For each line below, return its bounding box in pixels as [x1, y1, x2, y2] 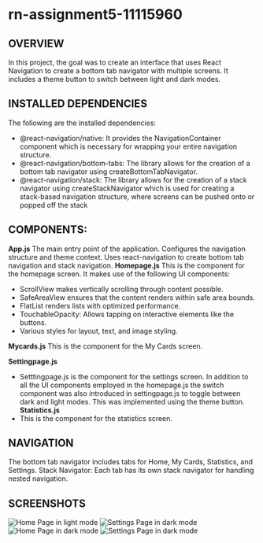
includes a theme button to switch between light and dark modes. [8, 75, 221, 83]
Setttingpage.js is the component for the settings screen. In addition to [19, 371, 249, 381]
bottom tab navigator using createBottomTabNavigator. [19, 167, 198, 176]
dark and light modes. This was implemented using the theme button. [19, 397, 245, 406]
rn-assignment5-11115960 [8, 6, 183, 24]
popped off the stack [19, 200, 88, 209]
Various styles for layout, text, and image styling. [19, 326, 179, 335]
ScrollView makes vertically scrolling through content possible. [19, 284, 224, 294]
